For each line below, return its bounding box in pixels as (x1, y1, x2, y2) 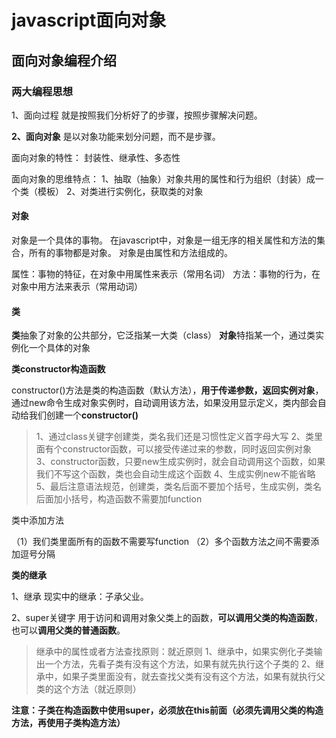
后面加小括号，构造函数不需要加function (35, 493, 203, 505)
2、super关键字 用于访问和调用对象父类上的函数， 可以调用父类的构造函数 (11, 612, 315, 624)
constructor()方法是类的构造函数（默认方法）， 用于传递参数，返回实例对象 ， (11, 384, 324, 396)
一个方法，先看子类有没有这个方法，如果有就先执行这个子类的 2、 (44, 658, 316, 670)
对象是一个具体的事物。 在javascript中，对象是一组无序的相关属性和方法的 (11, 234, 317, 246)
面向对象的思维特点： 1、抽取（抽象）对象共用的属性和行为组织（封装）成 (11, 172, 316, 185)
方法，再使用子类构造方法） (11, 717, 126, 729)
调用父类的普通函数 (37, 624, 117, 636)
